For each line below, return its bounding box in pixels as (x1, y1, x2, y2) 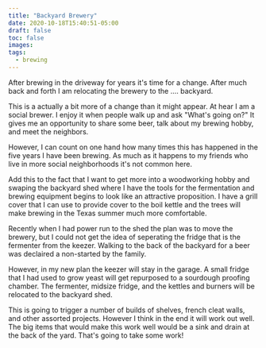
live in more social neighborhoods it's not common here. (8, 159, 193, 168)
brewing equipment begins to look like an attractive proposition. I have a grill (8, 191, 258, 201)
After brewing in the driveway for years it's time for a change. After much (8, 77, 248, 87)
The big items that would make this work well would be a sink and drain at (8, 322, 250, 331)
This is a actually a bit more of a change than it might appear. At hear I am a (8, 101, 256, 111)
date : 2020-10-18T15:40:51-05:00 (8, 19, 119, 27)
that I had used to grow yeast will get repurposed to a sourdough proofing (8, 273, 250, 282)
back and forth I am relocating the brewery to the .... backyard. (8, 86, 214, 95)
